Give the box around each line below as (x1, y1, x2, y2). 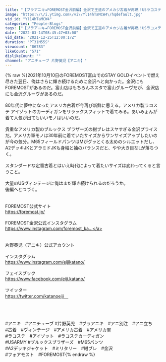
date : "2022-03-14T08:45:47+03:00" (5, 30, 79, 35)
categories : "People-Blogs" (5, 21, 63, 26)
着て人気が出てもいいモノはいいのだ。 (5, 115, 83, 121)
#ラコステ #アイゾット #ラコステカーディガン (5, 333, 104, 339)
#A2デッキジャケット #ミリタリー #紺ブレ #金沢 (5, 346, 113, 352)
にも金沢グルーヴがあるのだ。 (5, 91, 66, 97)
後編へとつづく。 (5, 187, 40, 193)
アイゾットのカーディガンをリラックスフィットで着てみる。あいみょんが (10, 109, 158, 115)
